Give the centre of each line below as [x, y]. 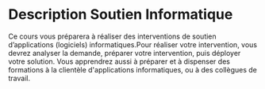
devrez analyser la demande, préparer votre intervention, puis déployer [125, 53]
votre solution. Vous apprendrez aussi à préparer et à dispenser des [119, 61]
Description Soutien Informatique [121, 15]
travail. [19, 78]
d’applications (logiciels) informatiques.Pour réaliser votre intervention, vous [133, 44]
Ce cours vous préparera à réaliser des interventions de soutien [112, 36]
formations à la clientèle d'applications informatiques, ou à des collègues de [133, 69]
